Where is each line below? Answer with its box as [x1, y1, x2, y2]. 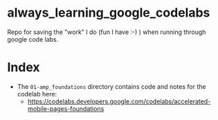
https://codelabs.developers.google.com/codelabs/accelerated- [27, 97, 211, 105]
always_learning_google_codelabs [7, 5, 210, 21]
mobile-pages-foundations [27, 104, 105, 112]
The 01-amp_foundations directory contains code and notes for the [17, 82, 206, 91]
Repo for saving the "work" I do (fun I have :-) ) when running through [7, 28, 206, 36]
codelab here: [17, 89, 57, 98]
